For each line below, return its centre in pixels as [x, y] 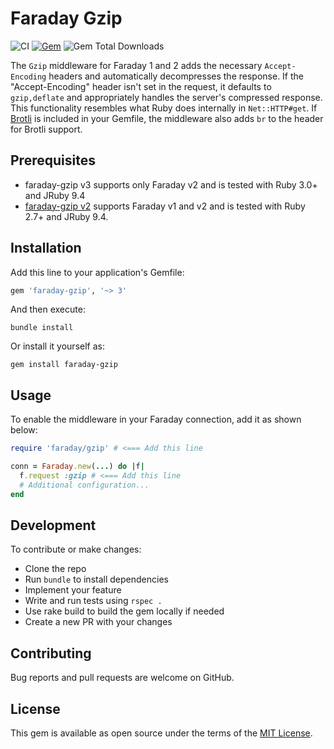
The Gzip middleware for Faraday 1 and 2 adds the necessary [136, 65]
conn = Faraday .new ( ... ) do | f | [77, 467]
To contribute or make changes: [76, 549]
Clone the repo [55, 569]
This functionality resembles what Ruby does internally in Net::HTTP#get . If [164, 108]
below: [24, 430]
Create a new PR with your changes [98, 622]
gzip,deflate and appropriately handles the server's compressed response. [166, 97]
